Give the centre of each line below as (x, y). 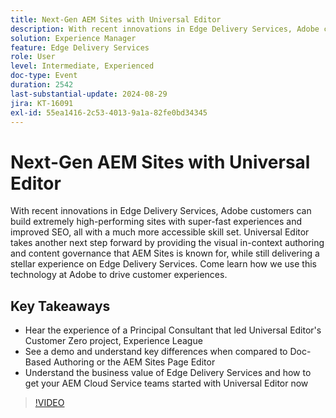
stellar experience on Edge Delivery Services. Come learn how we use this (163, 264)
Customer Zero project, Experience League (113, 341)
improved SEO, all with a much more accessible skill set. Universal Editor (160, 232)
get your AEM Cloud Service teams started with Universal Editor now (166, 383)
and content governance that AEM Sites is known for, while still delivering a (165, 253)
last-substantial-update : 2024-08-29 (89, 94)
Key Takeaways (60, 306)
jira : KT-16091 (42, 103)
